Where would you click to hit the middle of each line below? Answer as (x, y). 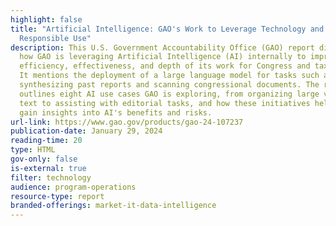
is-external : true (48, 168)
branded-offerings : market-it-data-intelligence (113, 206)
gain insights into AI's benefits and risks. (116, 112)
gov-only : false (44, 159)
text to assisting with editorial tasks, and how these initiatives (165, 103)
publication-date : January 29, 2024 (86, 131)
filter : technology (51, 177)
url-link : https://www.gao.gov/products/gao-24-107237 (127, 122)
